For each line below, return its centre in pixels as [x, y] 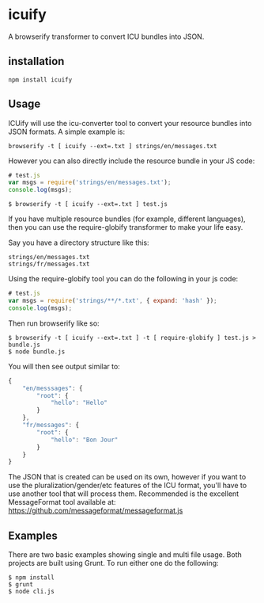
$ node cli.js [32, 592]
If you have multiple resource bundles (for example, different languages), [127, 219]
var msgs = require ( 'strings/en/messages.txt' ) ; [90, 183]
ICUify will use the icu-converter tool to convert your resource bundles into [130, 123]
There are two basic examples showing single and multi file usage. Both [125, 555]
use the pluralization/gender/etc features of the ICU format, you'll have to [128, 486]
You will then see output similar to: [64, 366]
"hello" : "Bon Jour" [84, 440]
